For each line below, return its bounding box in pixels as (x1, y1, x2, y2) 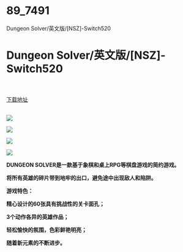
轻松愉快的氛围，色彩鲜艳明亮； (6, 226, 87, 233)
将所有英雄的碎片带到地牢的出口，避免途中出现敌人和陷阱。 (6, 174, 157, 181)
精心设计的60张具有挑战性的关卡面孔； (6, 200, 105, 207)
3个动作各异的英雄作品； (6, 213, 69, 220)
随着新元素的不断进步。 (6, 239, 65, 246)
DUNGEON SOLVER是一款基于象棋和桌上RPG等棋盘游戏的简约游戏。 (6, 161, 180, 168)
